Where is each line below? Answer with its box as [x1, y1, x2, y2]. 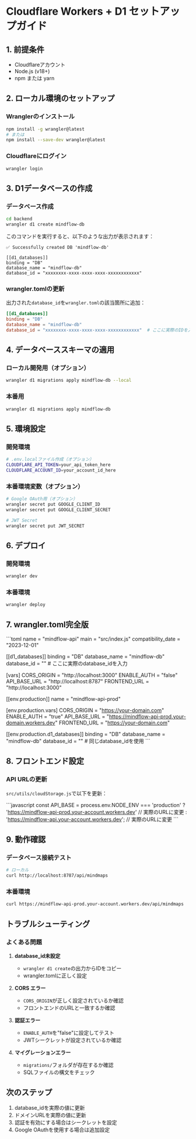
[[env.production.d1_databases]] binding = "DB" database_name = [6, 730, 166, 737]
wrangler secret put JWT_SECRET [6, 523, 85, 529]
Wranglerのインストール [6, 112, 75, 121]
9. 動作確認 [6, 834, 46, 844]
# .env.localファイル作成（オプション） [6, 457, 94, 463]
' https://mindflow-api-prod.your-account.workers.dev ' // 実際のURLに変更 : [6, 808, 187, 815]
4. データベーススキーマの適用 [6, 345, 115, 355]
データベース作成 [6, 202, 54, 210]
